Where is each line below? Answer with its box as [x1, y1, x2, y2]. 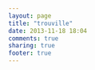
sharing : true [8, 42, 56, 50]
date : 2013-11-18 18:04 [8, 27, 88, 35]
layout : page [8, 11, 52, 20]
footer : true [8, 49, 52, 57]
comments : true [8, 34, 59, 43]
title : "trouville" [8, 19, 73, 27]
